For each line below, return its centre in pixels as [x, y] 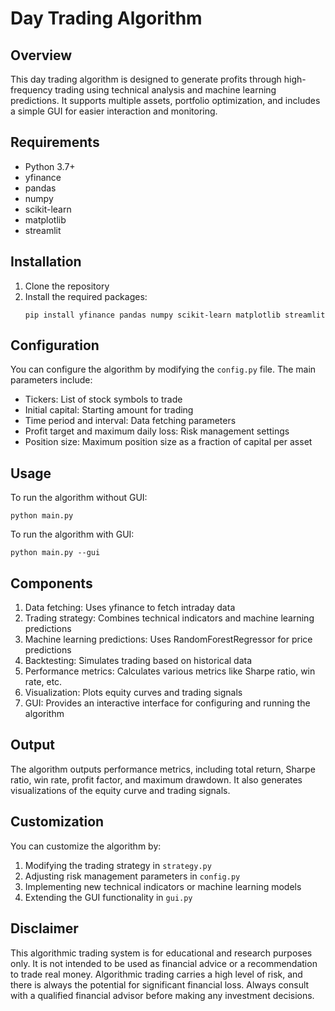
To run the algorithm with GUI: [72, 534]
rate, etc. [43, 682]
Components [51, 583]
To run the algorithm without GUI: [79, 498]
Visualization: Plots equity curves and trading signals [133, 693]
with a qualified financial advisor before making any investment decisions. [162, 995]
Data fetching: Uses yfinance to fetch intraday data [130, 608]
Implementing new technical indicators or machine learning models [163, 886]
